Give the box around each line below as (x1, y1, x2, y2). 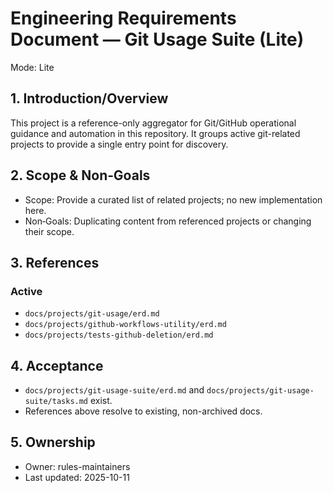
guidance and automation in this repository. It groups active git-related (10, 127, 301, 139)
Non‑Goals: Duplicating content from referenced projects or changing (24, 215, 312, 227)
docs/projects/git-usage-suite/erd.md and (24, 384, 205, 396)
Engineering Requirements (10, 7, 237, 30)
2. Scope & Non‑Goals (10, 167, 151, 184)
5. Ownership (10, 434, 96, 451)
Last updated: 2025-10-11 (24, 471, 130, 483)
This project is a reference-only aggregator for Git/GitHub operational (10, 117, 297, 129)
